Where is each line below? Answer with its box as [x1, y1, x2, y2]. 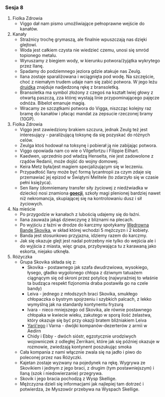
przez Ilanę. [19, 63, 44, 69]
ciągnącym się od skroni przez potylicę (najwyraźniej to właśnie [27, 275, 158, 281]
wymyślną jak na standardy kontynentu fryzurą [27, 301, 124, 308]
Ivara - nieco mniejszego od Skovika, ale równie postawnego [27, 307, 152, 313]
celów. [19, 137, 33, 143]
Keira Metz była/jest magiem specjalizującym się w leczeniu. [19, 164, 144, 170]
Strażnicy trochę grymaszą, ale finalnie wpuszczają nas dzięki [19, 36, 148, 42]
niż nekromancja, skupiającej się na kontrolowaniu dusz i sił [19, 196, 142, 201]
